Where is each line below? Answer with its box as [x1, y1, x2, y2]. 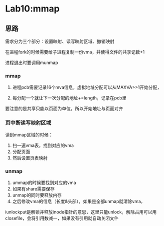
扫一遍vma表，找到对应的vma [12, 142, 74, 148]
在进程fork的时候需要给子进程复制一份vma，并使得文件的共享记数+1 [5, 49, 145, 55]
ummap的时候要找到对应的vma [12, 179, 76, 185]
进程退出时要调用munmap [5, 59, 58, 65]
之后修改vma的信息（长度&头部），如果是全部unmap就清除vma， [12, 198, 146, 204]
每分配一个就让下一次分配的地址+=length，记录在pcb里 [12, 95, 127, 101]
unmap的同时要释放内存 [12, 192, 62, 198]
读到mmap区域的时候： [5, 131, 53, 137]
